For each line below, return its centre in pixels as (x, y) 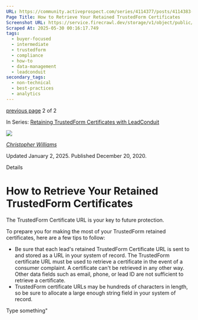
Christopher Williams (32, 144)
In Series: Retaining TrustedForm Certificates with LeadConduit (83, 122)
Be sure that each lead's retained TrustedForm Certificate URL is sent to (102, 249)
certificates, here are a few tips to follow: (56, 237)
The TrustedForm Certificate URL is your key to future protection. (85, 220)
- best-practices (33, 88)
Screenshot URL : (26, 22)
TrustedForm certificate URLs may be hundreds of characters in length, (101, 286)
